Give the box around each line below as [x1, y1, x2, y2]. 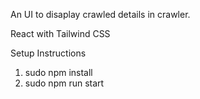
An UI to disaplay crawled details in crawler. [10, 9, 191, 20]
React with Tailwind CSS [10, 28, 111, 39]
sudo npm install [24, 67, 93, 78]
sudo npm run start [24, 77, 105, 89]
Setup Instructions [10, 47, 87, 59]
